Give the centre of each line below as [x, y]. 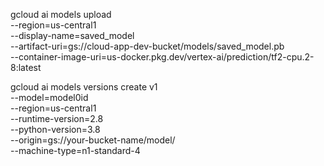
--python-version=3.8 [55, 129]
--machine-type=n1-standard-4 [75, 150]
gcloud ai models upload [61, 14]
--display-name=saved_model [72, 35]
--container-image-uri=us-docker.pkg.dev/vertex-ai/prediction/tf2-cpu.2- [162, 57]
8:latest [26, 67]
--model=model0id [49, 97]
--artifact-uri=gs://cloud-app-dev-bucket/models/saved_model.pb [147, 46]
